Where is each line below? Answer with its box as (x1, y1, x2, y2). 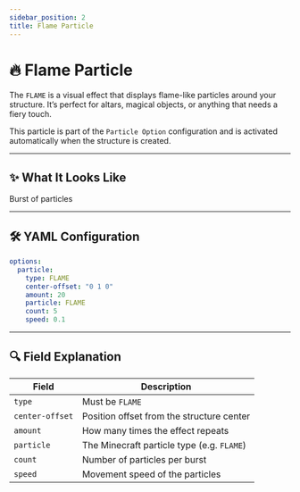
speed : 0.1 (25, 315, 66, 324)
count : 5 (25, 307, 58, 316)
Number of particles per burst (81, 453, 207, 465)
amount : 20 (25, 290, 66, 299)
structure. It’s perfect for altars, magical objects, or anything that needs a (9, 99, 279, 110)
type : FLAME (25, 273, 70, 282)
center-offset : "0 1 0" (25, 282, 114, 291)
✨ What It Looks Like (9, 170, 127, 185)
